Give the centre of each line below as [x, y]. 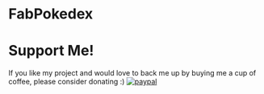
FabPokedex [51, 14]
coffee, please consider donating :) [67, 82]
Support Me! [51, 51]
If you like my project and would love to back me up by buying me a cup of [132, 73]
